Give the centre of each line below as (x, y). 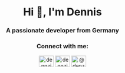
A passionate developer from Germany (63, 31)
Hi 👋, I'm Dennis (63, 12)
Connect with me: (63, 47)
